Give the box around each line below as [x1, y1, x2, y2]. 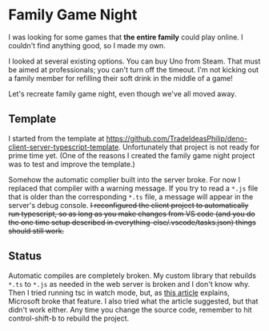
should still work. [8, 226, 65, 235]
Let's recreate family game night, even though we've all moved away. [8, 88, 237, 98]
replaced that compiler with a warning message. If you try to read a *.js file [8, 183, 259, 193]
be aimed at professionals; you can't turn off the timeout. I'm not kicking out [8, 64, 259, 74]
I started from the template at [8, 133, 105, 143]
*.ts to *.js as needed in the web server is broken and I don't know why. [8, 279, 251, 288]
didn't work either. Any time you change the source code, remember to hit [8, 304, 252, 314]
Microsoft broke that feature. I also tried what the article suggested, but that [8, 296, 259, 306]
